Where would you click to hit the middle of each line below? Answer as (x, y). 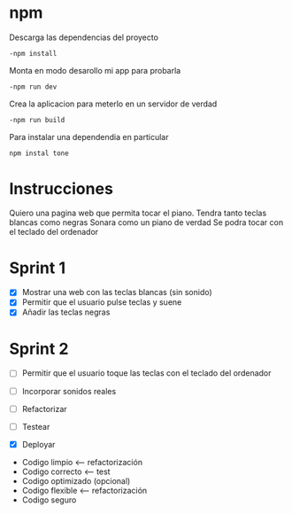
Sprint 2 (39, 349)
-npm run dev (33, 87)
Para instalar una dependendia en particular (89, 136)
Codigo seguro (49, 500)
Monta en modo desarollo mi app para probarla (95, 70)
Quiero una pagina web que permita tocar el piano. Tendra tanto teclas (138, 213)
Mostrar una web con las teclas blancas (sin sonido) (117, 292)
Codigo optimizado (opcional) (76, 480)
